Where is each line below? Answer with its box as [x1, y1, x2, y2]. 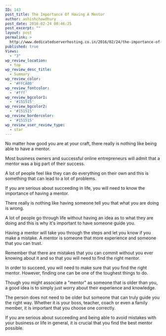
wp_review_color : [5, 76, 41, 81]
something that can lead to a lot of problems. [5, 175, 96, 181]
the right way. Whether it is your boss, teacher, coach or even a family [5, 300, 148, 306]
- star [9, 127, 23, 132]
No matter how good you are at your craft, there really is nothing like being [5, 141, 157, 147]
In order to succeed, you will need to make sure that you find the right [5, 265, 147, 271]
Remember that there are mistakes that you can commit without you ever [5, 250, 153, 256]
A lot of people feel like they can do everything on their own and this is [5, 170, 149, 176]
